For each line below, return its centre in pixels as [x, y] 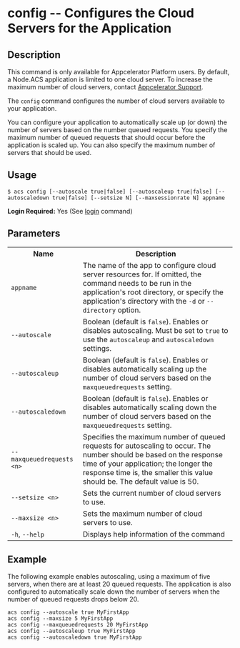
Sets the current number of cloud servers [152, 493]
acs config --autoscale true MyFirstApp [69, 612]
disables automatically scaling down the [150, 407]
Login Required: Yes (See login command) [70, 211]
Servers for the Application [90, 28]
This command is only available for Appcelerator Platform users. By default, [119, 72]
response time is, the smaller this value [147, 472]
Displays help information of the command [154, 534]
